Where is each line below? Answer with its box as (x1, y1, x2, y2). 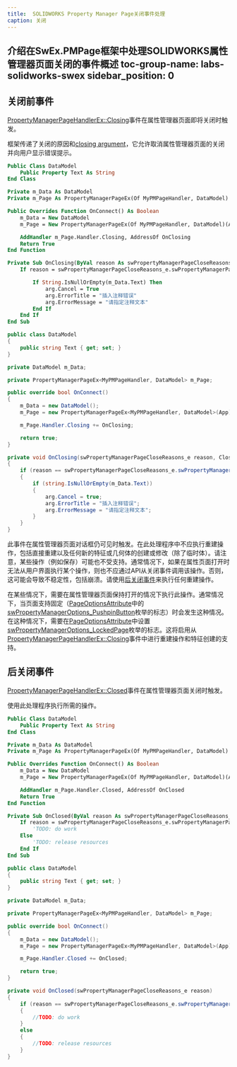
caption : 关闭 (7, 17, 47, 24)
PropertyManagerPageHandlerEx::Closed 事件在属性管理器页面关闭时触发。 (7, 686, 227, 694)
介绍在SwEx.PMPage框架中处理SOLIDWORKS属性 (7, 45, 229, 57)
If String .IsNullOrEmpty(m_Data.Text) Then (32, 279, 162, 287)
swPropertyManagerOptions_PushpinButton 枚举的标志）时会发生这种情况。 (7, 608, 228, 616)
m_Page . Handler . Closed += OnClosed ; (20, 955, 128, 962)
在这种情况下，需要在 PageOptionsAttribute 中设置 (7, 617, 150, 625)
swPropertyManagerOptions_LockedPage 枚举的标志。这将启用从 (7, 625, 197, 634)
